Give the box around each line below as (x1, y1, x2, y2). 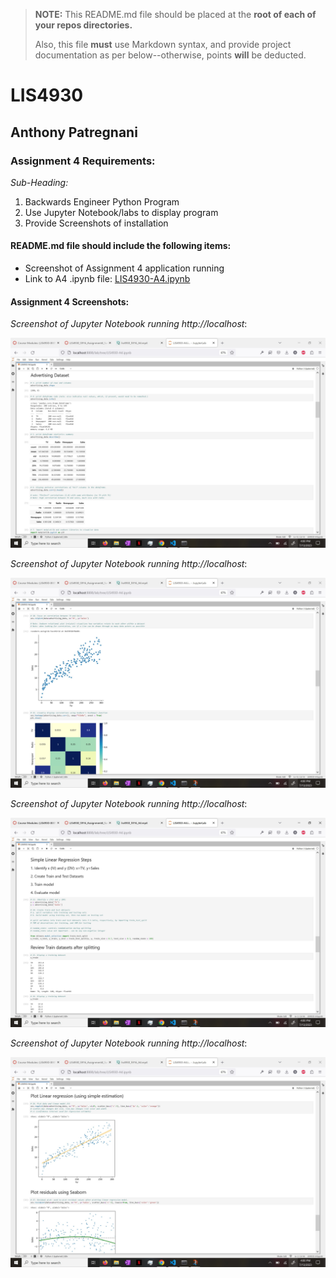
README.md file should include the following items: (10, 240, 232, 252)
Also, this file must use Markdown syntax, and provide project (34, 39, 292, 50)
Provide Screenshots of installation (24, 217, 169, 229)
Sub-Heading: (10, 176, 69, 188)
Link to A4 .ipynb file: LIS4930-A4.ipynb (24, 273, 191, 285)
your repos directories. (34, 19, 133, 31)
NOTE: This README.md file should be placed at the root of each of (34, 9, 317, 20)
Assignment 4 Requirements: (10, 154, 156, 168)
